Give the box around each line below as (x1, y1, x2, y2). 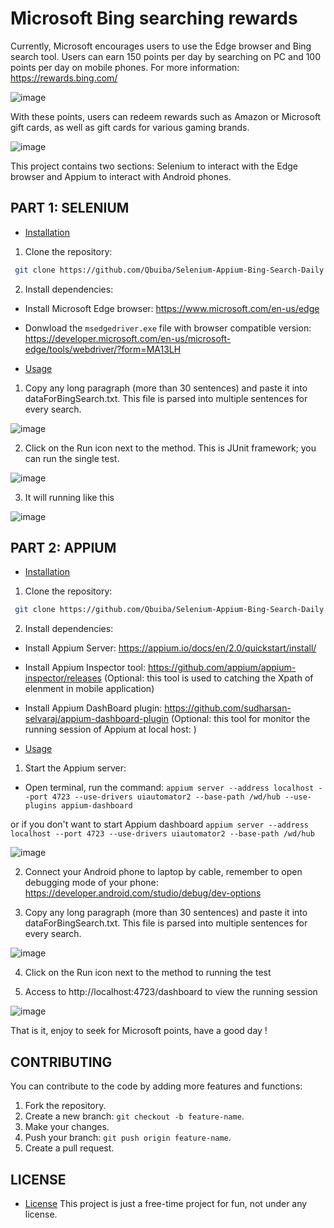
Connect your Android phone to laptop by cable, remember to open (24, 866, 303, 878)
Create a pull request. (24, 1142, 115, 1154)
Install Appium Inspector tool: (24, 662, 146, 674)
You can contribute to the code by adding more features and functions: (10, 1080, 303, 1092)
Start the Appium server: (24, 762, 127, 774)
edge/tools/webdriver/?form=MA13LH (24, 343, 182, 355)
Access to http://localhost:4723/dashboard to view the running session (24, 986, 318, 998)
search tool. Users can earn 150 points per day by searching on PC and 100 (10, 50, 322, 62)
